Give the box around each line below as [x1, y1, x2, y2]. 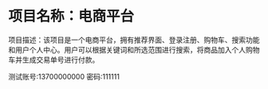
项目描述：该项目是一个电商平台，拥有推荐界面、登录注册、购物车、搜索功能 [8, 35, 260, 44]
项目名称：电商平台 [8, 7, 135, 25]
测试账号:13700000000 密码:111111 [8, 72, 120, 81]
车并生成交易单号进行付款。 [8, 55, 100, 64]
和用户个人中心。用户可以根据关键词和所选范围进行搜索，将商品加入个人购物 [8, 44, 260, 54]
